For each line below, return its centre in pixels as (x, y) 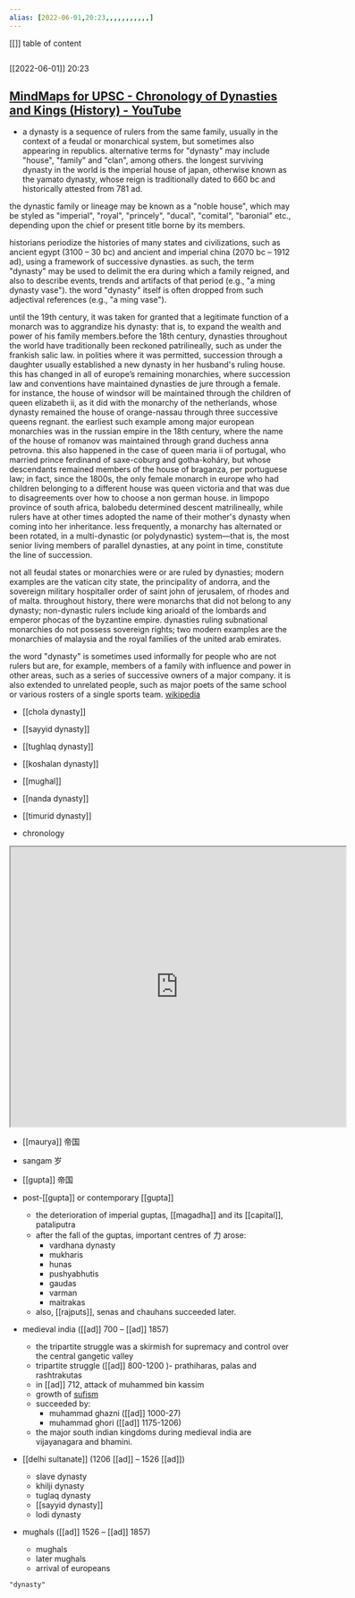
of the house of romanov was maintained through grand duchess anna (139, 441)
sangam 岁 (42, 1161)
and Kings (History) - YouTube (95, 111)
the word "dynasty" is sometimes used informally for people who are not (143, 657)
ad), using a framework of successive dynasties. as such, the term (132, 262)
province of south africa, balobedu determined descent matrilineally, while (146, 508)
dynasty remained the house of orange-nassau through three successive (144, 412)
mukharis (66, 1255)
